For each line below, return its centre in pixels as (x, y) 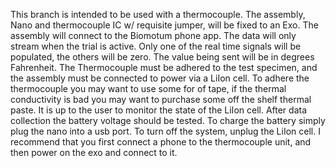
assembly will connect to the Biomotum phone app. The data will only (153, 35)
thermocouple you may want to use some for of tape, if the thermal (148, 88)
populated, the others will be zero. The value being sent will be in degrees (162, 57)
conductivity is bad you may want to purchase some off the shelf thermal (161, 99)
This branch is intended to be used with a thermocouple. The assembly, (158, 14)
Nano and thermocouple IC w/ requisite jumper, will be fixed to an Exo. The (164, 25)
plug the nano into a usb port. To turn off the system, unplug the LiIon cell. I (165, 131)
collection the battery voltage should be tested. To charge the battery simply (168, 120)
